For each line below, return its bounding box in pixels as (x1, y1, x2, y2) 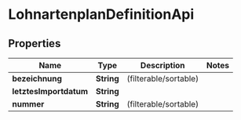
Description (140, 60, 186, 71)
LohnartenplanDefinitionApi (8, 5, 195, 24)
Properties (8, 37, 61, 50)
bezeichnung (12, 73, 63, 84)
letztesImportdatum (12, 86, 89, 96)
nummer (12, 99, 45, 109)
